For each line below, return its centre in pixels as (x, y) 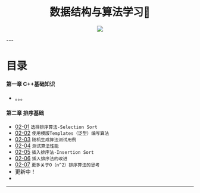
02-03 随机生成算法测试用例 (45, 139)
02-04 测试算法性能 (37, 145)
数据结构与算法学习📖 (100, 12)
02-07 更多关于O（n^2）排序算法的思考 (57, 164)
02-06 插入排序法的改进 (41, 158)
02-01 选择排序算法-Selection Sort (56, 126)
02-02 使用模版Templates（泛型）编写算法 (62, 133)
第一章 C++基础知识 (31, 84)
